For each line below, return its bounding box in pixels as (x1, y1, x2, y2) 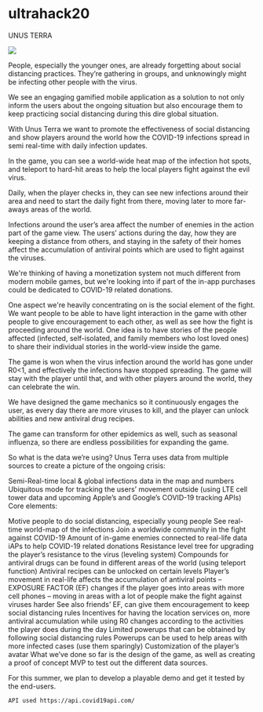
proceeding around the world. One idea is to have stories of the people (8, 325, 237, 334)
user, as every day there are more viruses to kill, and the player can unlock (8, 405, 250, 415)
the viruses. (8, 252, 46, 263)
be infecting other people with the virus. (8, 77, 137, 86)
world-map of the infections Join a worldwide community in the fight (24, 525, 246, 534)
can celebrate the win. (8, 382, 81, 391)
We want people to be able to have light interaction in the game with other (8, 308, 247, 318)
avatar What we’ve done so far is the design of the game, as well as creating (8, 649, 255, 659)
